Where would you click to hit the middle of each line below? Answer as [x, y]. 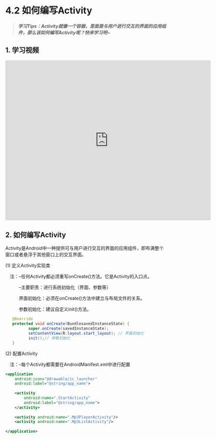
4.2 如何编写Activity [49, 11]
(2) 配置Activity [22, 353]
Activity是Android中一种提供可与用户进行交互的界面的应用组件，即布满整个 [85, 248]
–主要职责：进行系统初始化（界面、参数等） [65, 287]
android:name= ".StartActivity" [57, 398]
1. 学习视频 [22, 50]
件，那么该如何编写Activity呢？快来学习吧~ [64, 32]
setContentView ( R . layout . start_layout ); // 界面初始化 [86, 334]
